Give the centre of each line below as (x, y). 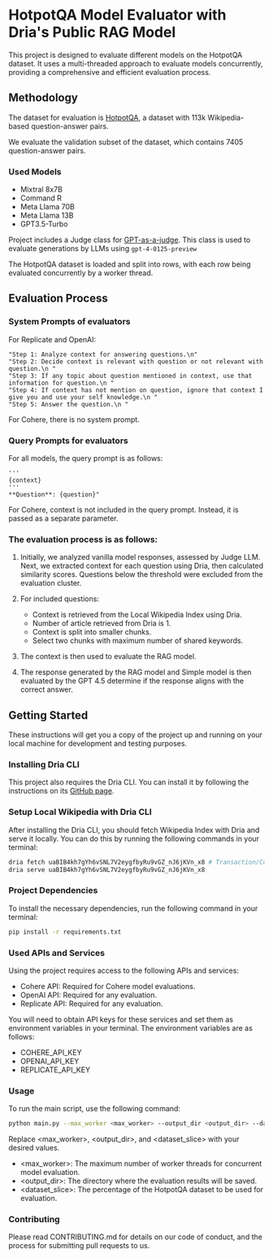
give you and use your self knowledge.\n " (83, 397)
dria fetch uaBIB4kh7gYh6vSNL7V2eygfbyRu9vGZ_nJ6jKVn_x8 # (110, 862)
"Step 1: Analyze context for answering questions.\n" (103, 354)
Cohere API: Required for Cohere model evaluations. (108, 986)
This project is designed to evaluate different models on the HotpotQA (126, 55)
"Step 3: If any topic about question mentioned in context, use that (130, 376)
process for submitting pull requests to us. (79, 1246)
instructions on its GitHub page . (61, 791)
